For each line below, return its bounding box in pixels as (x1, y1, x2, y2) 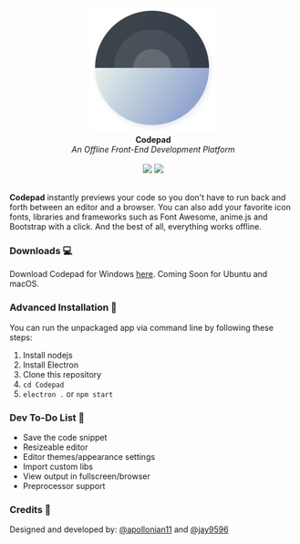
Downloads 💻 (9, 244, 73, 257)
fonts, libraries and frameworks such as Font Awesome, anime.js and (9, 211, 268, 222)
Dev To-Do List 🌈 (9, 411, 85, 423)
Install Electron (22, 359, 79, 370)
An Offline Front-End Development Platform (71, 144, 235, 155)
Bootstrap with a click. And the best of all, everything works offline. (9, 221, 262, 231)
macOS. (9, 278, 39, 290)
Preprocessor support (22, 480, 106, 491)
